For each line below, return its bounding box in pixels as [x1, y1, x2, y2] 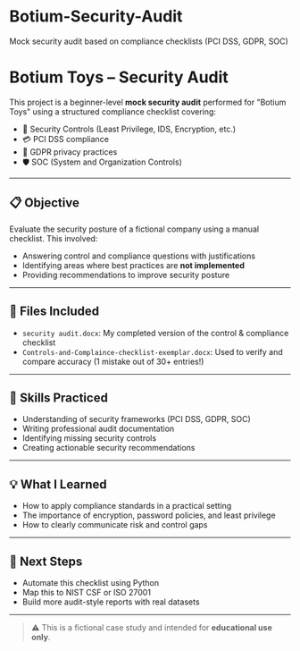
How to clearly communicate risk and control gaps [21, 520, 208, 530]
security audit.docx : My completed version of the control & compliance [21, 327, 289, 338]
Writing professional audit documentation [21, 423, 175, 435]
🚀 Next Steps [9, 554, 83, 569]
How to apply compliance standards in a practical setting [21, 501, 232, 511]
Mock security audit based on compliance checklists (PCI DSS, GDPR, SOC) [9, 36, 288, 46]
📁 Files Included [9, 304, 100, 319]
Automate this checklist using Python [21, 577, 160, 588]
